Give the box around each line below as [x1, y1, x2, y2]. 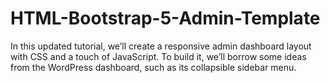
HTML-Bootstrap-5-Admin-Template [10, 7, 321, 30]
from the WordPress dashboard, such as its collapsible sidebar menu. [10, 61, 297, 73]
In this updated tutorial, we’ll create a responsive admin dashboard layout [10, 40, 312, 52]
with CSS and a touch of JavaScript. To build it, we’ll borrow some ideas [10, 50, 307, 62]
